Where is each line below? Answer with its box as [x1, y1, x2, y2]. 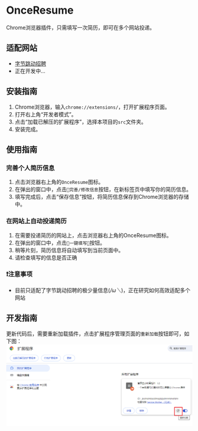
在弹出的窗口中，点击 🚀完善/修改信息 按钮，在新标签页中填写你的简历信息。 [14, 186, 192, 193]
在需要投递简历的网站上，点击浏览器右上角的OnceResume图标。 [14, 232, 172, 239]
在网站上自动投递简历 [6, 217, 67, 226]
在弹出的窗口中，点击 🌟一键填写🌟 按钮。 [14, 239, 105, 246]
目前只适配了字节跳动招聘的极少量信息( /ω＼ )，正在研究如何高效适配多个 [14, 286, 191, 294]
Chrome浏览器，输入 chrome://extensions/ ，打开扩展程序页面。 [14, 103, 170, 110]
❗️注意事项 [6, 270, 33, 278]
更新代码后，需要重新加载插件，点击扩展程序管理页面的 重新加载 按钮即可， [6, 330, 184, 337]
